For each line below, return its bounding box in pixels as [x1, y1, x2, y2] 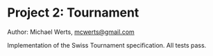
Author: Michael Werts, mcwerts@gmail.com [7, 28, 135, 36]
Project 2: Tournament [7, 5, 139, 21]
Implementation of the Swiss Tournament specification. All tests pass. [7, 41, 207, 49]
